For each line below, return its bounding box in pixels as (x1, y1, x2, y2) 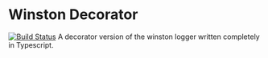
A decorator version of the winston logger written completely (57, 32, 260, 41)
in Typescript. (8, 40, 54, 49)
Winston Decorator (8, 6, 138, 24)
